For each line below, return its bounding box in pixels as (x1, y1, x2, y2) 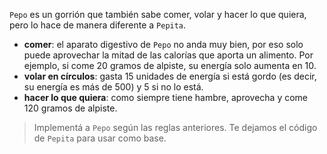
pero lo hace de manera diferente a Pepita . (9, 19, 187, 31)
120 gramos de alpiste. (23, 102, 118, 114)
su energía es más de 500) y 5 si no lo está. (23, 81, 204, 93)
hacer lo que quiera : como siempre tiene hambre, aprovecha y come (23, 92, 309, 103)
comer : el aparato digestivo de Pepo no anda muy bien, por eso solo (23, 39, 304, 50)
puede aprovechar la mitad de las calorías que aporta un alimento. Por (23, 49, 314, 61)
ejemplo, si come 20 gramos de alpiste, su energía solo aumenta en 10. (23, 60, 317, 71)
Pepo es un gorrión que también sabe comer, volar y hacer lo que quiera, (9, 9, 307, 20)
